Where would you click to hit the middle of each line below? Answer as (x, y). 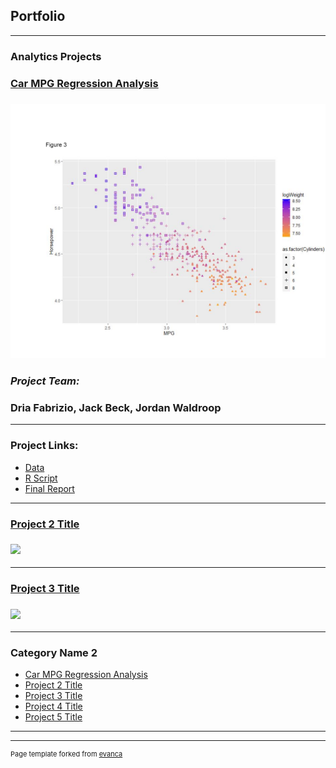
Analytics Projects (56, 56)
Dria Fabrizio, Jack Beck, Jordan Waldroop (116, 407)
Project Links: (44, 446)
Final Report (49, 488)
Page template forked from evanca (66, 754)
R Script (41, 478)
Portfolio (38, 16)
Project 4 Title (53, 706)
